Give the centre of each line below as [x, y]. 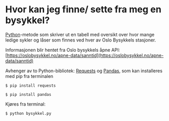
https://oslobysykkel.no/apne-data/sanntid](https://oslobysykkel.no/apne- [85, 55]
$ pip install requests [31, 86]
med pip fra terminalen [29, 76]
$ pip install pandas [28, 94]
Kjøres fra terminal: [26, 104]
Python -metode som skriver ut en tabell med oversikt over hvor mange [80, 34]
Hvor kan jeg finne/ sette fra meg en [83, 9]
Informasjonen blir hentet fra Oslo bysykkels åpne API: [63, 50]
